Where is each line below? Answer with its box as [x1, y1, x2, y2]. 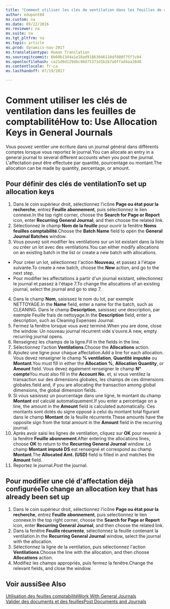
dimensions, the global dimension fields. [13, 387, 97, 393]
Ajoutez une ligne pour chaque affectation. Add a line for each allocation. [13, 349, 164, 355]
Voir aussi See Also [6, 580, 66, 588]
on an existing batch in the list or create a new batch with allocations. [13, 249, 157, 255]
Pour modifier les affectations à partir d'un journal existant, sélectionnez [13, 275, 163, 281]
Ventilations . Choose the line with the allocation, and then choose [13, 549, 149, 555]
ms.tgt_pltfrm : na [6, 36, 44, 41]
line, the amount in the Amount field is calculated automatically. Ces [13, 403, 155, 409]
